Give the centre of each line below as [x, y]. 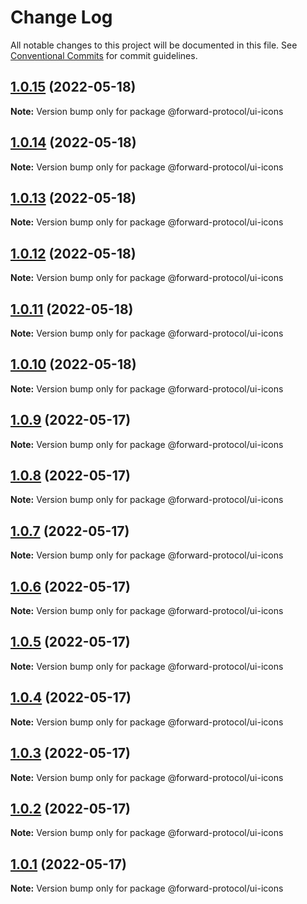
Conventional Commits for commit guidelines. [104, 55]
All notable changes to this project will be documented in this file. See [154, 45]
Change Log [61, 17]
